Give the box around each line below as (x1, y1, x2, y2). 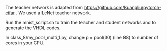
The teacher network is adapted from (5, 5, 83, 10)
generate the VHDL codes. (5, 25, 61, 31)
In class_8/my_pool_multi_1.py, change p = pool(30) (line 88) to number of (5, 35, 158, 40)
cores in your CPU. (5, 40, 45, 46)
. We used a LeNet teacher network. (16, 10, 91, 16)
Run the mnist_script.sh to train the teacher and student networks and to (5, 20, 156, 25)
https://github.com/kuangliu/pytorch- (84, 5, 162, 10)
